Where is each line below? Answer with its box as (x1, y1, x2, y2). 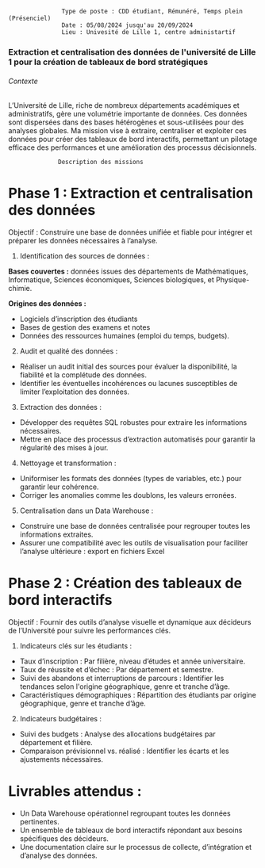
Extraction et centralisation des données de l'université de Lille (8, 46, 256, 57)
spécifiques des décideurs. (19, 833, 109, 843)
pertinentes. (19, 816, 60, 826)
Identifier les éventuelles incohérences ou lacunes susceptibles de (19, 379, 238, 388)
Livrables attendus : (8, 782, 142, 801)
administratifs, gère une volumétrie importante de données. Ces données (8, 109, 248, 119)
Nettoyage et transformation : (19, 458, 117, 468)
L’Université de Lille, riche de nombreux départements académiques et (8, 101, 240, 110)
